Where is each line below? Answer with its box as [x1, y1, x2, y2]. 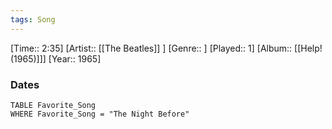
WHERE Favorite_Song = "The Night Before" [10, 109, 190, 119]
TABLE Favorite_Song [10, 100, 97, 110]
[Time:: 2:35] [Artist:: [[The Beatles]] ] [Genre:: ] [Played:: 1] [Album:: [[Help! [10, 42, 323, 54]
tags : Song [10, 14, 56, 25]
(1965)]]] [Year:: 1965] [10, 52, 102, 65]
